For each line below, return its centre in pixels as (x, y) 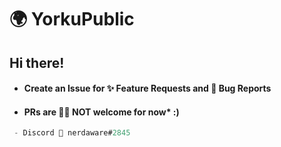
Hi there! (37, 62)
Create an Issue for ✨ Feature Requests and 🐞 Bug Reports (147, 88)
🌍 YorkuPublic (72, 19)
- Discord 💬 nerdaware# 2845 (72, 133)
